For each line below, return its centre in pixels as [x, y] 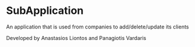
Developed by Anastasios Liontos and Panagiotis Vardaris [76, 38]
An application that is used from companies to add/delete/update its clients [97, 27]
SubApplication [45, 11]
